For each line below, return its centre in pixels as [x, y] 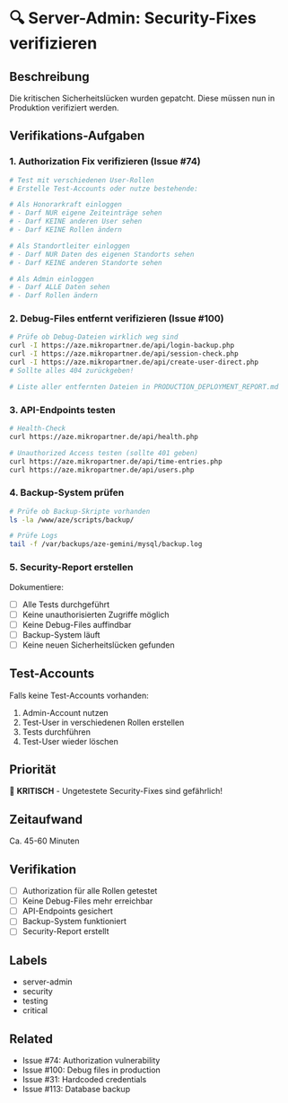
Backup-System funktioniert [74, 922]
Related [31, 1039]
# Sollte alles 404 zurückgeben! [72, 370]
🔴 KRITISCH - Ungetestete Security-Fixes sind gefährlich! [116, 791]
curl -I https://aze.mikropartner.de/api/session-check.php [124, 354]
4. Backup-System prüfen [67, 493]
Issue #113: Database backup [76, 1089]
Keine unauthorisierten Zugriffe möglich [96, 614]
